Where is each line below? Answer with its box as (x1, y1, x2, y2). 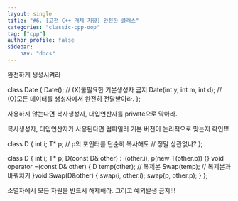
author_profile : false (7, 37, 75, 44)
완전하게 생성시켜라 (7, 70, 61, 79)
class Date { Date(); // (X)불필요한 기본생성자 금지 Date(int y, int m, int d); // (7, 85, 222, 94)
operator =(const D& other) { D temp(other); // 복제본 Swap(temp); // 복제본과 (7, 162, 231, 170)
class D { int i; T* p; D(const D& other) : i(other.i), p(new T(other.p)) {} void (7, 153, 224, 162)
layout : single (7, 10, 53, 18)
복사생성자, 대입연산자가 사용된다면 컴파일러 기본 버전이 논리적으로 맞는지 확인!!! (7, 124, 229, 133)
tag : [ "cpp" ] (7, 30, 46, 38)
